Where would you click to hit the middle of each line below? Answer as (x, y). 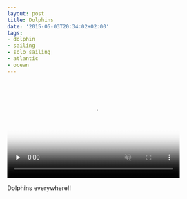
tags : (15, 33)
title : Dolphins (30, 20)
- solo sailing (29, 53)
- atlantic (23, 59)
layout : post (26, 13)
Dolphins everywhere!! (39, 188)
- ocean (18, 65)
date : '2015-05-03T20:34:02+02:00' (58, 26)
